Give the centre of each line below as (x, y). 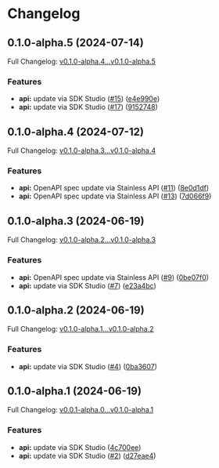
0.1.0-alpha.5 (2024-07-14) (75, 43)
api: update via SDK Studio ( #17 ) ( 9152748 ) (88, 107)
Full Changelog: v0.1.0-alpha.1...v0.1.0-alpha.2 (81, 329)
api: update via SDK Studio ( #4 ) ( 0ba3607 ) (88, 366)
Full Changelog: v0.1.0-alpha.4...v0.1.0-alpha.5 (81, 61)
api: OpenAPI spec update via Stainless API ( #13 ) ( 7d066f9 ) (115, 196)
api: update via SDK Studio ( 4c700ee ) (80, 447)
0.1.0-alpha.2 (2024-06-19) (76, 310)
